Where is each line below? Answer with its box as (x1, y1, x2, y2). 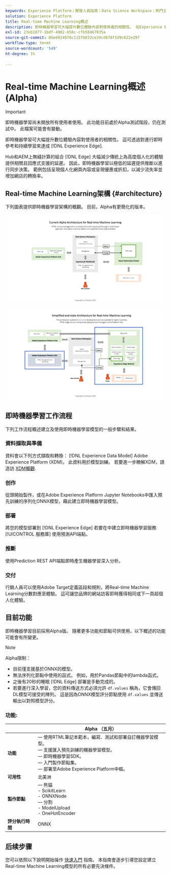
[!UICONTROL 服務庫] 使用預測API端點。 (5, 531, 91, 537)
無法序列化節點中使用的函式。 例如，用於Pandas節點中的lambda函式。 (12, 672, 161, 678)
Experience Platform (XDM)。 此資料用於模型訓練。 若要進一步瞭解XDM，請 (5, 459, 165, 465)
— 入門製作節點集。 (38, 759, 80, 765)
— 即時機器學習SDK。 (38, 753, 84, 759)
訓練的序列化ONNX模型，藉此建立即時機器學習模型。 (9, 498, 121, 504)
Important (5, 109, 26, 115)
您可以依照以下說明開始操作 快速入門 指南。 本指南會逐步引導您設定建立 (5, 857, 156, 863)
